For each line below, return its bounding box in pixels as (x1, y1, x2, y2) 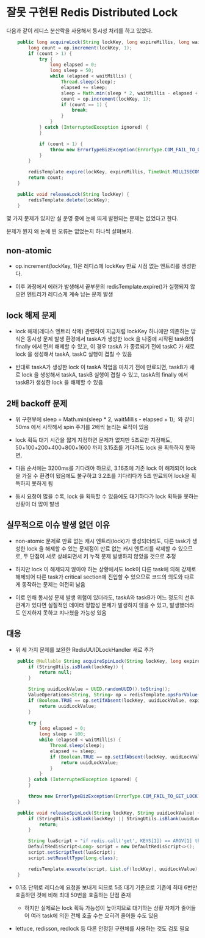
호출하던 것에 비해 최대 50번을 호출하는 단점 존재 (15, 891, 131, 898)
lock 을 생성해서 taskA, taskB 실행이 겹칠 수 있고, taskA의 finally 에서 (21, 371, 189, 378)
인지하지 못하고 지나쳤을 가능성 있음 (21, 608, 107, 616)
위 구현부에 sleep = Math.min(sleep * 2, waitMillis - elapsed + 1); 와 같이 (15, 416, 195, 423)
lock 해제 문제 (6, 310, 57, 320)
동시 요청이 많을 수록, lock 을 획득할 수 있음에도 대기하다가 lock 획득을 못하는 (15, 492, 199, 500)
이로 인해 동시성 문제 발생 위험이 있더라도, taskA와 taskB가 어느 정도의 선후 (15, 593, 195, 601)
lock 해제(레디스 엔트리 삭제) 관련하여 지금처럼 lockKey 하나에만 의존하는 (15, 328, 190, 335)
